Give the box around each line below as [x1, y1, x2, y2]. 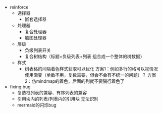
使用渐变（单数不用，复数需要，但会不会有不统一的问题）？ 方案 [24, 72, 157, 78]
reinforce [9, 4, 29, 10]
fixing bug [9, 84, 31, 90]
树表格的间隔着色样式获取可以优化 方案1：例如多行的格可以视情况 [24, 66, 159, 71]
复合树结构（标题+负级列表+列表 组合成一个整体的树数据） [24, 54, 145, 59]
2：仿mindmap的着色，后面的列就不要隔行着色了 [24, 78, 125, 84]
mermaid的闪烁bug [17, 102, 57, 108]
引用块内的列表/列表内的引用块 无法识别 [17, 96, 99, 102]
